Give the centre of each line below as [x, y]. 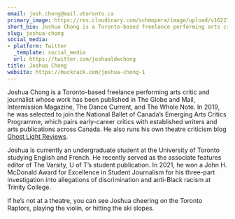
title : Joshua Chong [37, 66]
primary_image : [29, 20]
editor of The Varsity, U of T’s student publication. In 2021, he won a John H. [117, 165]
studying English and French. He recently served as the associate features [114, 157]
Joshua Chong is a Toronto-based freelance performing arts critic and [108, 92]
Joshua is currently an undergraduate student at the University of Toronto [114, 150]
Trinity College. [29, 187]
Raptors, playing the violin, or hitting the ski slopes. [81, 208]
